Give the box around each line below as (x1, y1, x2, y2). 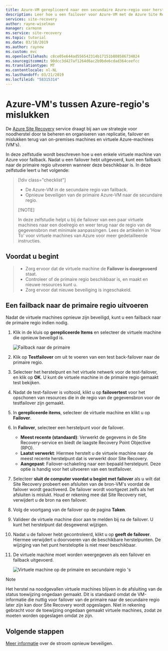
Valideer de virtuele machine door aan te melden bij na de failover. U (12, 517, 154, 523)
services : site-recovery (5, 16, 57, 21)
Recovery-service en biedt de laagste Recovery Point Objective (20, 440, 151, 446)
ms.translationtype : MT (5, 63, 55, 68)
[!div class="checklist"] (17, 177, 66, 183)
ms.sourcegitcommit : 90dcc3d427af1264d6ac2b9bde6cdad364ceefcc (5, 58, 140, 63)
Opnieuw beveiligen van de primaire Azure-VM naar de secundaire (25, 192, 163, 198)
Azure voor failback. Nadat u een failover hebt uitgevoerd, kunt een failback (5, 156, 162, 162)
